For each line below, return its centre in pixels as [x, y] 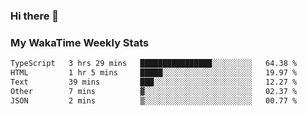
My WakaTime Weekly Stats [80, 42]
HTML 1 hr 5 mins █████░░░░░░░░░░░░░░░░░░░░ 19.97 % [154, 73]
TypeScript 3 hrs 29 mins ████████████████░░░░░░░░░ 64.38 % [154, 64]
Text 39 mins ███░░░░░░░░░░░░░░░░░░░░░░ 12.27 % [154, 82]
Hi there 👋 [35, 16]
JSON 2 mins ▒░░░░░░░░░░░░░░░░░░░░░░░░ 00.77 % [154, 100]
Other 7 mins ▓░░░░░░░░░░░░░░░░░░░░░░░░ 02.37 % [154, 91]
